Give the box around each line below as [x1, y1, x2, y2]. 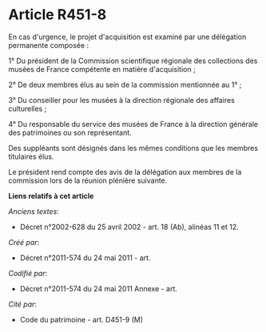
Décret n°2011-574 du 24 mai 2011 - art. [19, 253, 151, 263]
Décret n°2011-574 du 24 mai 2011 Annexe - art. [19, 283, 178, 293]
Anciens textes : [8, 206, 60, 216]
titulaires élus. [8, 152, 54, 161]
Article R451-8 [8, 6, 107, 24]
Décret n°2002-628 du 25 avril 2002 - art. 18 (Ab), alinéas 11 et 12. [19, 222, 239, 231]
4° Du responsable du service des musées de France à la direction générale [8, 119, 258, 128]
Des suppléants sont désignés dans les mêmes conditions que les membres [8, 143, 258, 152]
